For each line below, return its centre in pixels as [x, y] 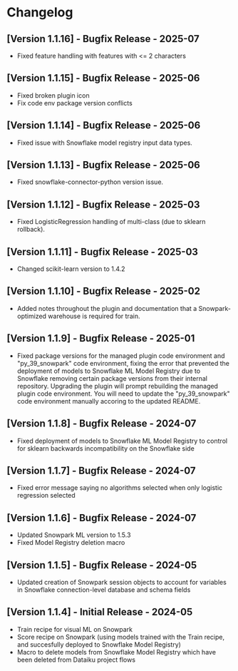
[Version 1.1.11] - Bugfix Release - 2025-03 [103, 251]
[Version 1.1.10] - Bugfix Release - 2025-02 [104, 291]
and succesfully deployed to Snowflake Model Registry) [99, 644]
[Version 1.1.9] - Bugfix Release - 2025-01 [101, 338]
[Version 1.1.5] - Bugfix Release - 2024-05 [102, 565]
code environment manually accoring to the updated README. [109, 401]
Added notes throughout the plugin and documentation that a [107, 308]
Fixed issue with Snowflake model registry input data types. [105, 143]
